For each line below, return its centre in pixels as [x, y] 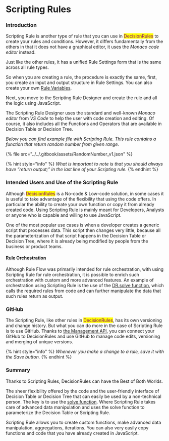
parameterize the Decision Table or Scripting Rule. [58, 412]
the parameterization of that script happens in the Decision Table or [76, 235]
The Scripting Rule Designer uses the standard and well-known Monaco [81, 113]
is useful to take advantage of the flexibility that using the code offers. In [81, 199]
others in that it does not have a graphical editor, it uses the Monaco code [82, 47]
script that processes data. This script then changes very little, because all [83, 230]
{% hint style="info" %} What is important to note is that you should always [84, 164]
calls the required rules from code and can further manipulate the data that [83, 291]
